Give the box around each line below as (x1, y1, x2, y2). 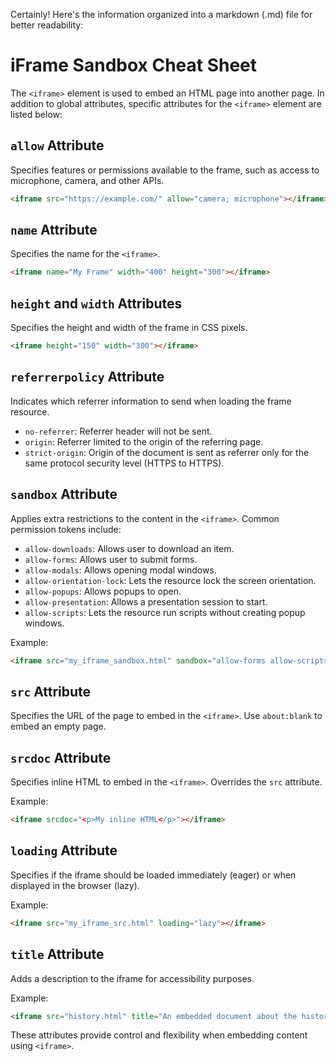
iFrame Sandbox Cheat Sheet (10, 54, 258, 77)
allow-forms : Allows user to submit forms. (24, 553, 198, 565)
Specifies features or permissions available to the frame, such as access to (10, 164, 320, 176)
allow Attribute (10, 137, 105, 154)
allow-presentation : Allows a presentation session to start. (24, 595, 268, 608)
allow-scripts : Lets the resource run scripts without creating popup (24, 606, 306, 618)
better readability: (10, 19, 84, 31)
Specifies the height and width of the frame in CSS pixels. (10, 322, 248, 334)
